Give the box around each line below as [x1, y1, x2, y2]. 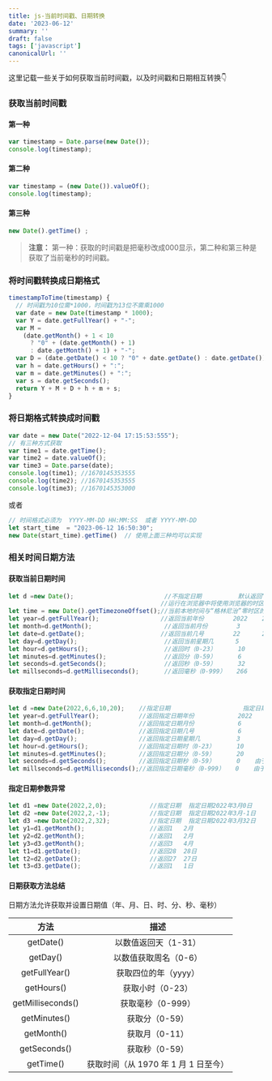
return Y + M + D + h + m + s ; [15, 384, 121, 393]
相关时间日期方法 [8, 552, 75, 564]
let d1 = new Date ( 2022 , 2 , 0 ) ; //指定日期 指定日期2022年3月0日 [8, 802, 253, 810]
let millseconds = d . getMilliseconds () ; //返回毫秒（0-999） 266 [8, 667, 249, 676]
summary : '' [8, 27, 49, 35]
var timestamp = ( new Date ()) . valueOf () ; [8, 182, 151, 191]
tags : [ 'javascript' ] [8, 42, 82, 50]
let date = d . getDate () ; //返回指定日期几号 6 [8, 727, 242, 735]
